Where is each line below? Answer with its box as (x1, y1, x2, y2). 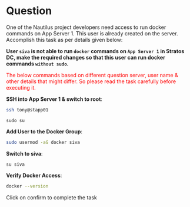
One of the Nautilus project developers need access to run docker (6, 24, 166, 31)
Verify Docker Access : (6, 172, 62, 179)
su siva (6, 161, 25, 167)
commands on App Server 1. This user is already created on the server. (6, 29, 178, 37)
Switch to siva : (6, 150, 43, 157)
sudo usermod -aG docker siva (6, 139, 81, 145)
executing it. (6, 84, 36, 91)
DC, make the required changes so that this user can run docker (6, 54, 166, 61)
